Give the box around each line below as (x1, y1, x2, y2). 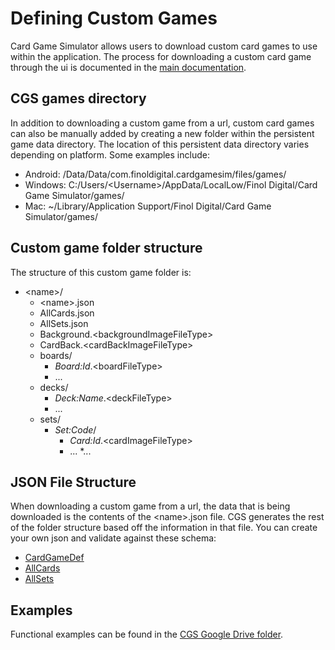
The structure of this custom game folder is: (10, 266, 192, 278)
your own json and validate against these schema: (10, 532, 217, 544)
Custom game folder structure (10, 240, 203, 257)
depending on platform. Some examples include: (10, 148, 210, 161)
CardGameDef (24, 552, 85, 564)
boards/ (39, 349, 73, 361)
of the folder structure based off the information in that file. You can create (10, 522, 318, 534)
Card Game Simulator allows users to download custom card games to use (10, 40, 318, 52)
